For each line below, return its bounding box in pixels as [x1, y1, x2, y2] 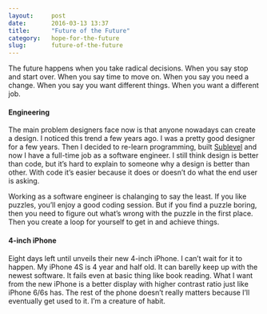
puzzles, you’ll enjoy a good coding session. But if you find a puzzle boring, [8, 200, 257, 210]
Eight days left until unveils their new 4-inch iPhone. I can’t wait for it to [8, 253, 242, 263]
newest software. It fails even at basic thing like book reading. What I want [8, 270, 253, 280]
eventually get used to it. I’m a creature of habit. [8, 296, 166, 305]
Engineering [8, 107, 50, 117]
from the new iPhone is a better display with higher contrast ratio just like [8, 279, 249, 288]
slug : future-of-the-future [8, 42, 124, 50]
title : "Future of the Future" [8, 26, 130, 34]
